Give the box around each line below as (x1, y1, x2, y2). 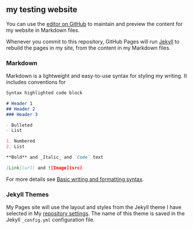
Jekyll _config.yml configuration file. (6, 216, 95, 223)
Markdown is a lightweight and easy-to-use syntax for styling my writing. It (6, 72, 188, 79)
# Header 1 (6, 100, 33, 107)
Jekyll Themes (6, 190, 49, 198)
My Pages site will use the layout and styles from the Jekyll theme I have (6, 204, 182, 211)
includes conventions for (6, 79, 66, 86)
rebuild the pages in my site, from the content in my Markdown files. (6, 44, 171, 51)
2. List (6, 144, 25, 150)
